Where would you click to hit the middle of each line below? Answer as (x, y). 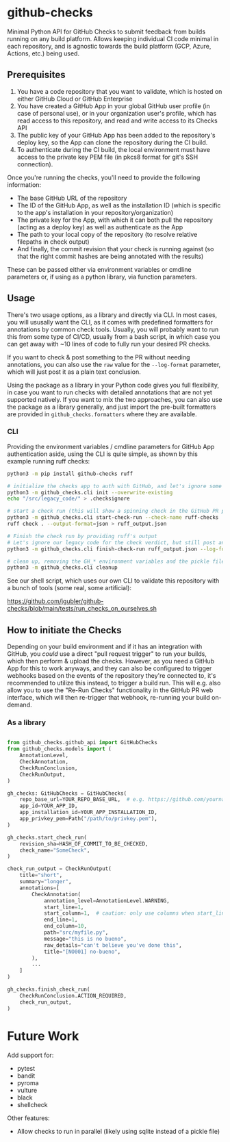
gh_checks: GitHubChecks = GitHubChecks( (67, 793)
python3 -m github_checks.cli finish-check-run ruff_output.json (102, 549)
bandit (26, 1076)
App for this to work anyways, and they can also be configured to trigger (110, 668)
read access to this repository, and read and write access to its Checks (117, 120)
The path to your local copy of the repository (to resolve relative (107, 234)
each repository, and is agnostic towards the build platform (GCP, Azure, (109, 46)
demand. (20, 705)
